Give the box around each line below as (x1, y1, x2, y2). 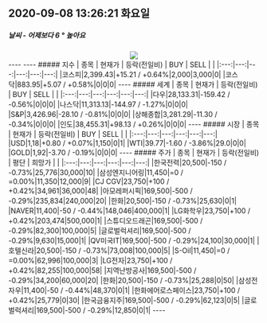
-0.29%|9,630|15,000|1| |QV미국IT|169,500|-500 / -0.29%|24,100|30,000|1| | (8, 236, 260, 246)
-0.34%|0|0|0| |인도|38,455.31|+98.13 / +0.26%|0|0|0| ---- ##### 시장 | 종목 (8, 119, 260, 129)
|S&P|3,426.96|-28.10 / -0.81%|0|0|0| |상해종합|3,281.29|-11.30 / (8, 110, 218, 119)
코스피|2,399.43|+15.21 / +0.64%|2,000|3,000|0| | (61, 70, 226, 80)
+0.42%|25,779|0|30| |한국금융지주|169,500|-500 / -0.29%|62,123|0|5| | (8, 296, 245, 305)
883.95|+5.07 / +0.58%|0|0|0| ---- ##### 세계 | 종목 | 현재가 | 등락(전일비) (17, 80, 258, 89)
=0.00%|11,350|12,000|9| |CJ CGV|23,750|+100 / (8, 177, 170, 186)
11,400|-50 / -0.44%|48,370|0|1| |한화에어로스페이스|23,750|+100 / (23, 286, 241, 295)
